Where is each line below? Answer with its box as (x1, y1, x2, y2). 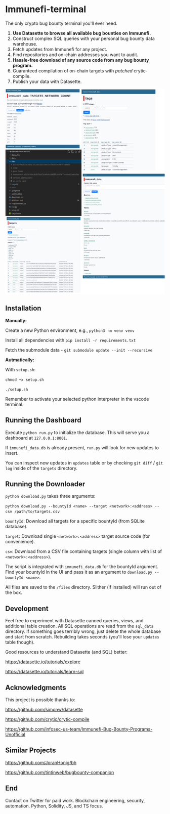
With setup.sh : (5, 366, 36, 372)
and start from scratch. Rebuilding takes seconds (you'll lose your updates (5, 634, 159, 640)
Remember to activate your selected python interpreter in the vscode (5, 396, 149, 402)
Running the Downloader (5, 480, 86, 488)
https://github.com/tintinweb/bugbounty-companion (5, 769, 114, 775)
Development (5, 604, 49, 613)
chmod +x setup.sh (5, 377, 44, 382)
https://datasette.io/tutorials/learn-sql (5, 669, 84, 675)
